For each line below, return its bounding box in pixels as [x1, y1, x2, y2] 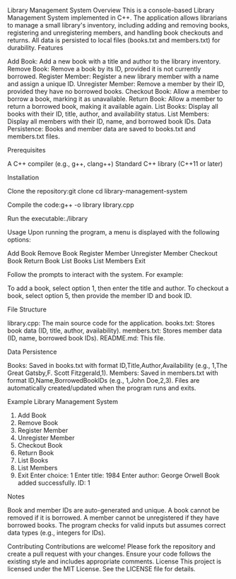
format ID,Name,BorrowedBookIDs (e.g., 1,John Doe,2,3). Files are [7, 376, 200, 384]
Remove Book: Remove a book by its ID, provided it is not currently [7, 65, 201, 73]
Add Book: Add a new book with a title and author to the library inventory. [7, 57, 221, 66]
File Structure [7, 305, 47, 314]
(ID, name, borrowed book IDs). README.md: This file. [7, 334, 165, 342]
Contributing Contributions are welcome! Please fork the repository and [7, 542, 216, 550]
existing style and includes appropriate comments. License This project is [7, 557, 222, 566]
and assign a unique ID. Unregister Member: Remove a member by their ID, [7, 80, 225, 88]
